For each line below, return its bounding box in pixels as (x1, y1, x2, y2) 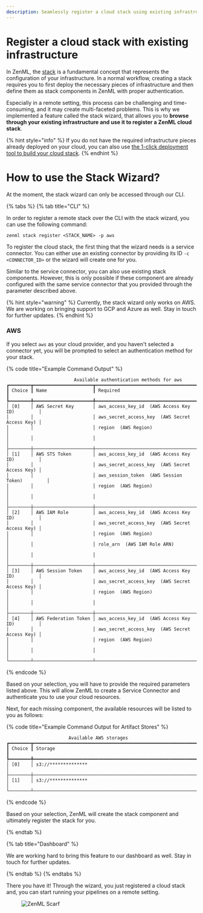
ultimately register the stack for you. (6, 817, 97, 824)
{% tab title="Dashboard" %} (6, 840, 79, 848)
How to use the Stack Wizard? (6, 170, 160, 184)
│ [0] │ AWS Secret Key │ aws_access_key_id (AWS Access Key (6, 403, 190, 409)
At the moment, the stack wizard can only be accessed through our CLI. (6, 190, 185, 198)
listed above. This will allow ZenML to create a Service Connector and (6, 686, 180, 694)
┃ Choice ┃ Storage (6, 745, 56, 752)
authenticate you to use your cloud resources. (6, 693, 121, 700)
